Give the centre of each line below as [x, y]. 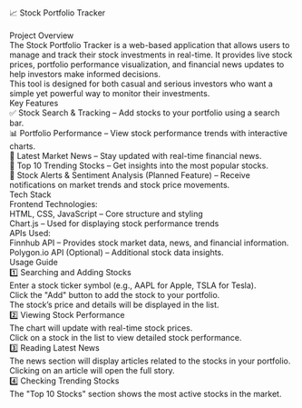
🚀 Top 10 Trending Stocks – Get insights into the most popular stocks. [139, 165]
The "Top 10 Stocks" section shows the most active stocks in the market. [146, 394]
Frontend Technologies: [54, 204]
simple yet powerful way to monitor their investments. [110, 93]
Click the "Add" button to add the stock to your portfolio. [115, 295]
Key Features [34, 103]
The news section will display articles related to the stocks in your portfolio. [150, 361]
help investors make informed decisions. [85, 74]
